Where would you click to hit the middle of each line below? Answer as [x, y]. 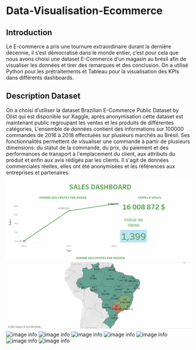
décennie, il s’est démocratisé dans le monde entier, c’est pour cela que [92, 53]
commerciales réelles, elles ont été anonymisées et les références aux [91, 166]
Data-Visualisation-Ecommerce [84, 11]
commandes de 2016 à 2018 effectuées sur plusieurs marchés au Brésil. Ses [98, 135]
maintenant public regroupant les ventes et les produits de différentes [90, 123]
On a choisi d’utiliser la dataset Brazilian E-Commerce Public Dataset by [92, 110]
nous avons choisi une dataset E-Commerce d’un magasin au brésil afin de [96, 59]
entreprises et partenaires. [38, 172]
